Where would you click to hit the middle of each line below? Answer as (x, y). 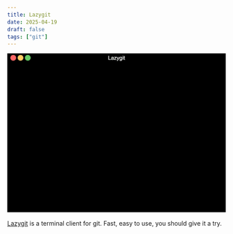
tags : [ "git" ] (28, 37)
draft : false (26, 29)
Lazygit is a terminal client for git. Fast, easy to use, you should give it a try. (114, 223)
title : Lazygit (29, 15)
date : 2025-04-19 (32, 22)
